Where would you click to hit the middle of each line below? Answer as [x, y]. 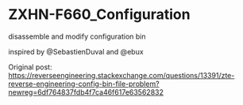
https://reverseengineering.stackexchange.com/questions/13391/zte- [121, 75]
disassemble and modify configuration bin [77, 36]
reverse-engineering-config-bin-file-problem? [84, 84]
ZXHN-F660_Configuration [99, 15]
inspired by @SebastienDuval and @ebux [76, 51]
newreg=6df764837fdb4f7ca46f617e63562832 [86, 92]
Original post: [30, 67]
